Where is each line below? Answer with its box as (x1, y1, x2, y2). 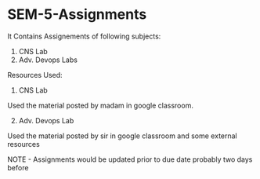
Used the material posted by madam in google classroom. (7, 100, 193, 110)
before (7, 163, 29, 172)
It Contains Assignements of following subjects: (7, 31, 161, 41)
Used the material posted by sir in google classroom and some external (7, 131, 237, 141)
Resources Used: (7, 70, 63, 79)
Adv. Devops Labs (18, 55, 78, 64)
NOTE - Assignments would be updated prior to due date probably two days (7, 155, 253, 164)
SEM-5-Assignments (7, 5, 147, 24)
